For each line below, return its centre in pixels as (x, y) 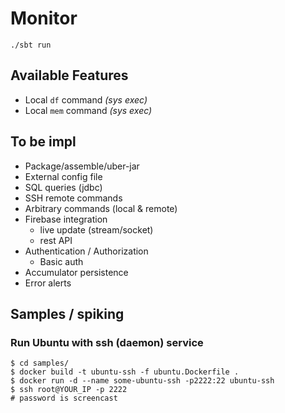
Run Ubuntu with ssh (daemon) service (107, 342)
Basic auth (61, 261)
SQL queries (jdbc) (63, 187)
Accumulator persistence (76, 272)
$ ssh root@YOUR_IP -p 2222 (69, 390)
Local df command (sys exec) (86, 99)
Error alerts (48, 283)
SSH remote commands (73, 198)
